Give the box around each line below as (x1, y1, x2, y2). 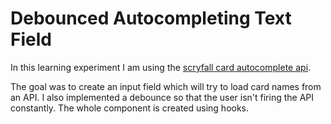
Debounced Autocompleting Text (10, 7, 292, 30)
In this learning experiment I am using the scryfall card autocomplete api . (10, 61, 312, 73)
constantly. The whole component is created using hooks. (10, 102, 250, 114)
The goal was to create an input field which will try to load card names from (10, 80, 322, 92)
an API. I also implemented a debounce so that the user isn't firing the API (10, 91, 315, 103)
